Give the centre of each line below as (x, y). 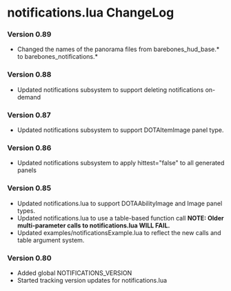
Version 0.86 (29, 148)
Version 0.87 (29, 115)
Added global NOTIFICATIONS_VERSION (74, 273)
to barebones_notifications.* (58, 57)
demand (29, 97)
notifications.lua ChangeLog (91, 13)
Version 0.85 (29, 188)
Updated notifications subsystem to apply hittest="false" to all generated (121, 163)
